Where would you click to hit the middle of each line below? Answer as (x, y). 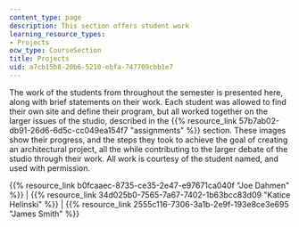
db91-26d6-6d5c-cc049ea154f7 (69, 130)
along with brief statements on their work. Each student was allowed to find (148, 101)
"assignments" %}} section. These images (208, 130)
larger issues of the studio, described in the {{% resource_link (123, 120)
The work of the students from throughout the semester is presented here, (146, 92)
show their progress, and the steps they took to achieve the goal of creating (149, 140)
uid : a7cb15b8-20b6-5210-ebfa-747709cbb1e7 (91, 68)
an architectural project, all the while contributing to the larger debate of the (149, 149)
